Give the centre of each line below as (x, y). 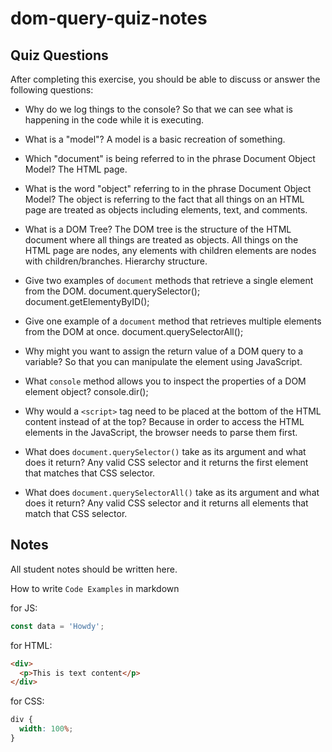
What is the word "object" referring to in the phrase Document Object (168, 188)
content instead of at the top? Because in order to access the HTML (164, 421)
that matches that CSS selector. (90, 473)
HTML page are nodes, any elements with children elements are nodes (170, 250)
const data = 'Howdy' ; (57, 626)
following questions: (52, 90)
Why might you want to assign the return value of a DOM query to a (164, 351)
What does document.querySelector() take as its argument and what (165, 451)
